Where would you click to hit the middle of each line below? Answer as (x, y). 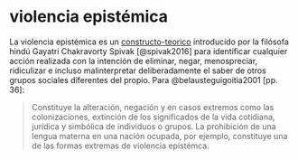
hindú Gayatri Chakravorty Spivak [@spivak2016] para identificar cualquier (149, 51)
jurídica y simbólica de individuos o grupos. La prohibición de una (154, 126)
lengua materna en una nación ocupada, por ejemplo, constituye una (159, 136)
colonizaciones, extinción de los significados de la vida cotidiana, (153, 117)
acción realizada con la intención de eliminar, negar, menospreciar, (134, 61)
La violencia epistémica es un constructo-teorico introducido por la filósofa (149, 42)
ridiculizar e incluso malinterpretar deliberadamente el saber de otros (138, 71)
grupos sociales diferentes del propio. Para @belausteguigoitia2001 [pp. (144, 80)
